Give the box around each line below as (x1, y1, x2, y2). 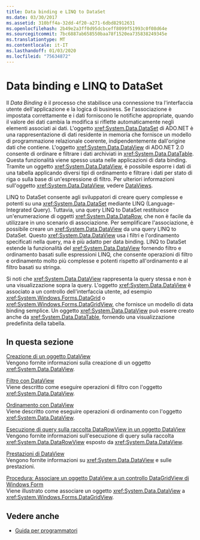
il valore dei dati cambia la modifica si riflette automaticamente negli (6, 118, 174, 125)
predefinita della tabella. (6, 319, 66, 327)
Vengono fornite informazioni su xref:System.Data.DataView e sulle (6, 457, 172, 464)
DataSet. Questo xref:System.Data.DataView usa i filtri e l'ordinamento (6, 231, 180, 239)
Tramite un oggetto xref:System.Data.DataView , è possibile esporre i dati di (6, 162, 192, 170)
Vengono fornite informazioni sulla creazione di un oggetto (6, 359, 151, 366)
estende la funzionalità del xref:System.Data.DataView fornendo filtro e (6, 244, 181, 252)
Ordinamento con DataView (6, 402, 74, 409)
